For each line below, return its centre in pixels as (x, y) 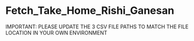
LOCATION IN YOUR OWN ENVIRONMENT (56, 32)
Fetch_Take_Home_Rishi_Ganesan (90, 11)
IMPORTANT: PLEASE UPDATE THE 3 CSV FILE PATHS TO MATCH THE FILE (97, 27)
